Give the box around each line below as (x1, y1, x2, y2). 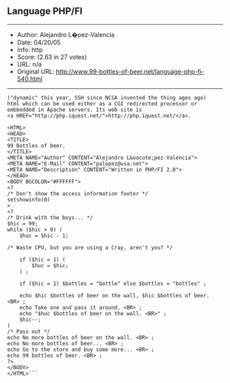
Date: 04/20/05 (16, 38, 61, 47)
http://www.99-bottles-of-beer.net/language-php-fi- (55, 67, 205, 75)
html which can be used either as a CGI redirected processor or (7, 100, 197, 107)
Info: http (16, 45, 43, 53)
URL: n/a (16, 60, 42, 68)
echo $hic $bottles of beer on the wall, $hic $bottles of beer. (19, 292, 210, 299)
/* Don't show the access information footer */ (7, 190, 149, 197)
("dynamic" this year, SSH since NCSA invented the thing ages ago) (7, 94, 207, 101)
